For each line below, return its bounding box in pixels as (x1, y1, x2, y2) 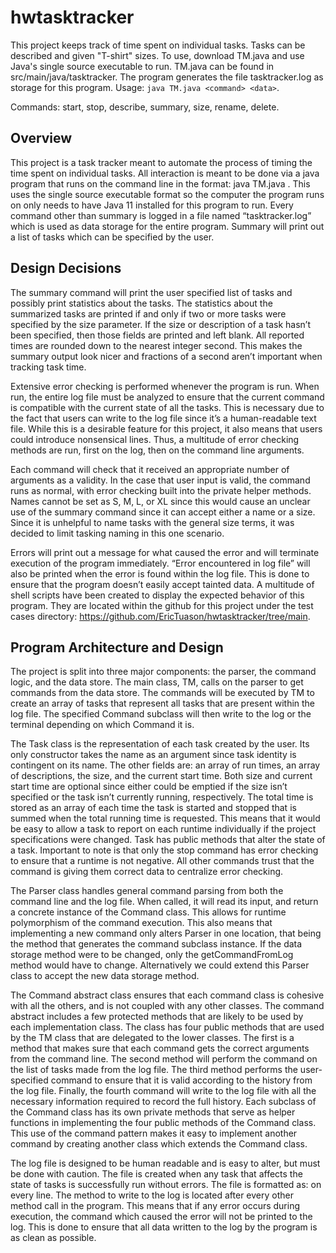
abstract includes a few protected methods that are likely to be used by (10, 1011, 304, 1023)
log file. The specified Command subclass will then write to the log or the (10, 708, 312, 720)
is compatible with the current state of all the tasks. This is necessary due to (10, 401, 325, 413)
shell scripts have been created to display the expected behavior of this (10, 589, 305, 601)
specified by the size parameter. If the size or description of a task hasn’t (10, 318, 312, 330)
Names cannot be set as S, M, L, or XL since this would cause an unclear (10, 495, 311, 507)
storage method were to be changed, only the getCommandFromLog (10, 949, 294, 961)
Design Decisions (10, 260, 122, 277)
